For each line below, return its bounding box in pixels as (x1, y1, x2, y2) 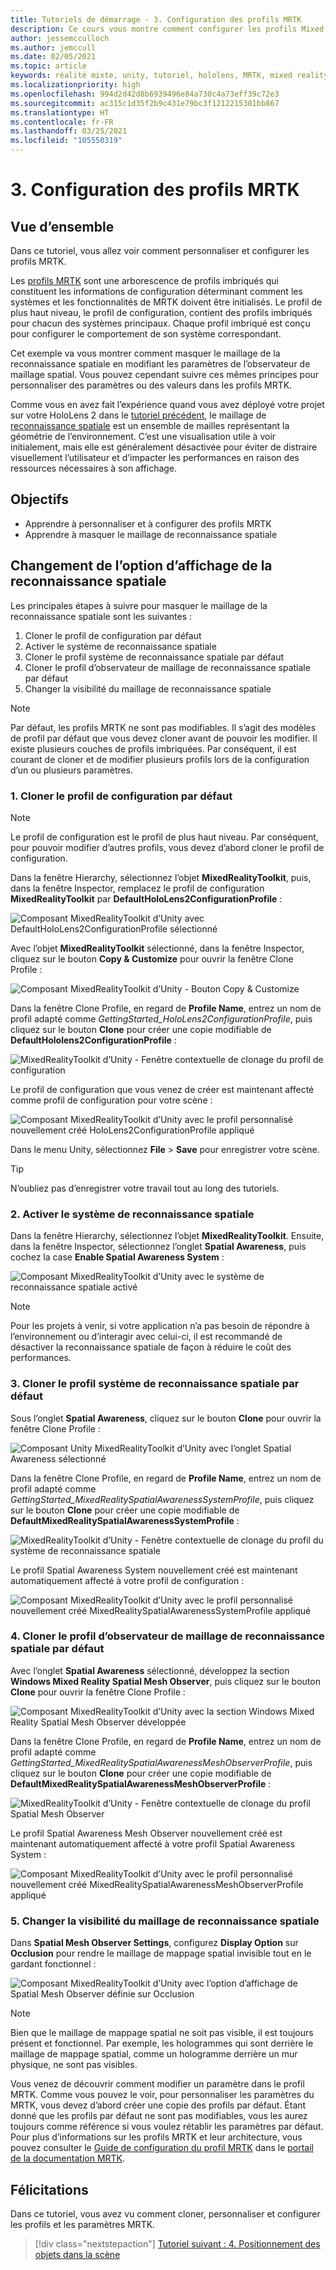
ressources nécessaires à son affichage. (10, 462, 178, 474)
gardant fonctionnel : (10, 1958, 97, 1970)
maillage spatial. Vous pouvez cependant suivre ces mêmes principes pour (10, 369, 320, 380)
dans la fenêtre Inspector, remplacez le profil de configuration (10, 882, 265, 894)
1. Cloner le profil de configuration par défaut (10, 789, 233, 803)
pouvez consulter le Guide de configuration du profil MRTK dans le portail (10, 2142, 314, 2154)
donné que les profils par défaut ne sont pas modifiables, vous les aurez (10, 2110, 308, 2122)
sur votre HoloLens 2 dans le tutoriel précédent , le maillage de (10, 409, 267, 421)
